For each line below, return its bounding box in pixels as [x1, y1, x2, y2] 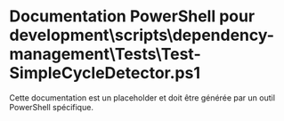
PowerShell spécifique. [9, 101, 93, 112]
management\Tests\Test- [9, 44, 202, 64]
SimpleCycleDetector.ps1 [9, 63, 200, 84]
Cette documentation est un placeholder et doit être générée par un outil [9, 92, 276, 103]
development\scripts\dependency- [9, 25, 274, 45]
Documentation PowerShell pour [9, 6, 256, 27]
